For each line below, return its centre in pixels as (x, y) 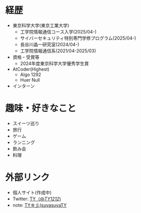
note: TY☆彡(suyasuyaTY (40, 205)
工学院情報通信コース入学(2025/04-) (58, 31)
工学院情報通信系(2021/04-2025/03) (58, 51)
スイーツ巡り (26, 123)
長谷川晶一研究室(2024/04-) (50, 44)
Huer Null (30, 80)
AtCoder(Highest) (31, 69)
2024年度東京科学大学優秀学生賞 (55, 63)
